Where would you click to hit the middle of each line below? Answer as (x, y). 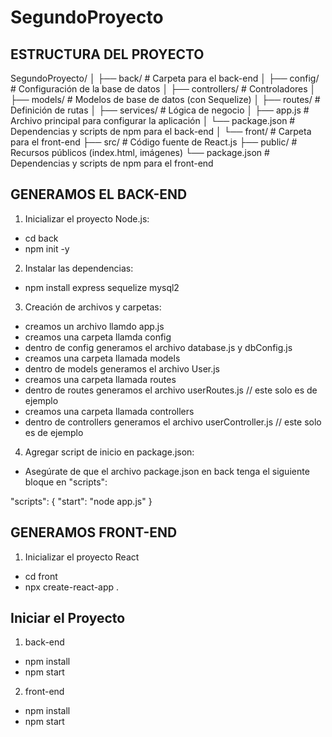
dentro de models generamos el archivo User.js (122, 368)
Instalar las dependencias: (79, 268)
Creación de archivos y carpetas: (93, 307)
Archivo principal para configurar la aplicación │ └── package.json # (153, 120)
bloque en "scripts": (66, 482)
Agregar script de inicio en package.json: (109, 452)
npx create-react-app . (72, 587)
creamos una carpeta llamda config (98, 337)
